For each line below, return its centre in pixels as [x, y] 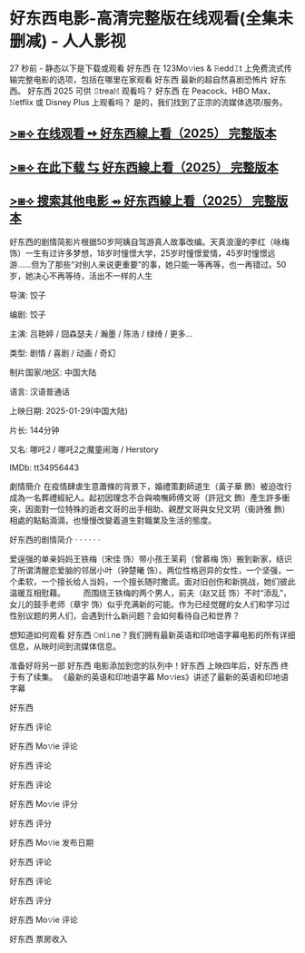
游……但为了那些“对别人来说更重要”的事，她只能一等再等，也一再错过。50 [148, 264]
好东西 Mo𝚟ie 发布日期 [52, 842]
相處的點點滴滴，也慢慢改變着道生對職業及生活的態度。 [113, 520]
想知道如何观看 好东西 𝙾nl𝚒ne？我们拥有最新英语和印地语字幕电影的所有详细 [152, 634]
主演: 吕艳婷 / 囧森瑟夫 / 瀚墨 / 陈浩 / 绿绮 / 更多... [101, 333]
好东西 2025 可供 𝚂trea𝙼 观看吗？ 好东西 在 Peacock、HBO [138, 91]
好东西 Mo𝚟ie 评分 [44, 803]
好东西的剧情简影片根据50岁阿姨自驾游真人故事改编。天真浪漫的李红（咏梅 [150, 241]
